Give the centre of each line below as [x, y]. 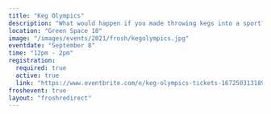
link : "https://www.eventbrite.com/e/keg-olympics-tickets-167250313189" [142, 83]
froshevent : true [38, 90]
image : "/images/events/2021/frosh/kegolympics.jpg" [99, 38]
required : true [41, 68]
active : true [38, 75]
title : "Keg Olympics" [46, 16]
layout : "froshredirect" [50, 98]
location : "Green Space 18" [56, 31]
